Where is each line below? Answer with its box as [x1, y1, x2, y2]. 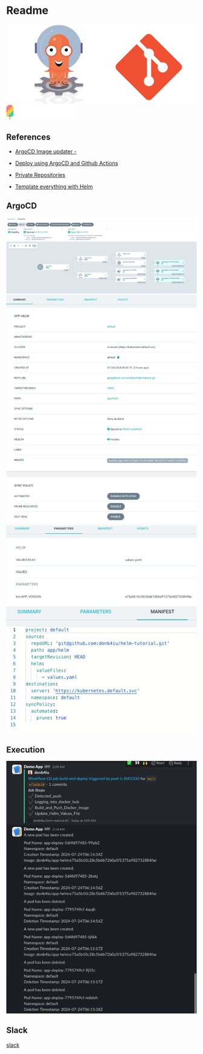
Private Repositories [14, 172, 65, 179]
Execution [6, 744, 45, 755]
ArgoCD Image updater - [14, 148, 77, 155]
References [6, 132, 51, 142]
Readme [6, 4, 49, 18]
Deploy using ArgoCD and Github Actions [14, 159, 118, 167]
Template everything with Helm [14, 183, 93, 190]
